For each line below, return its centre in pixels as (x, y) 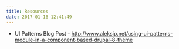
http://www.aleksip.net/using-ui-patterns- (122, 33)
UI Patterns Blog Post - (42, 33)
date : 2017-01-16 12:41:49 (39, 17)
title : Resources (27, 11)
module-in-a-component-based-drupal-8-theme (74, 40)
